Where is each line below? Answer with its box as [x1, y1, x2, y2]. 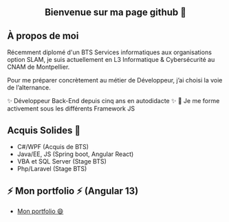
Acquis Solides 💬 [7, 124, 81, 136]
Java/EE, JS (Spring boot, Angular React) [17, 150, 134, 158]
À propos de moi [7, 30, 79, 41]
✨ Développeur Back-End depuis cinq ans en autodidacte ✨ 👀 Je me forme [7, 97, 220, 105]
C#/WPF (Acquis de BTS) [17, 143, 89, 151]
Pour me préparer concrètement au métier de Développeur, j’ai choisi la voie [7, 76, 223, 85]
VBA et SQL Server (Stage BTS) [17, 157, 107, 166]
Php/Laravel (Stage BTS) [17, 165, 87, 173]
